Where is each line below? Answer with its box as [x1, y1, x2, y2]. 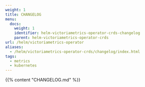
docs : [10, 21, 22, 26]
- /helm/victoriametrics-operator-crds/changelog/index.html [10, 49, 140, 54]
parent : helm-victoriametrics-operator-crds [14, 35, 109, 40]
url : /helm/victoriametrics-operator [5, 40, 84, 45]
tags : [5, 53, 17, 59]
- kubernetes [10, 63, 37, 68]
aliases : [5, 44, 24, 49]
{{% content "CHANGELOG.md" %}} [5, 77, 81, 83]
